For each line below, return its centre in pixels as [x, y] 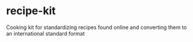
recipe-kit [31, 11]
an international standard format [45, 33]
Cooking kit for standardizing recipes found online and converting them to [96, 27]
